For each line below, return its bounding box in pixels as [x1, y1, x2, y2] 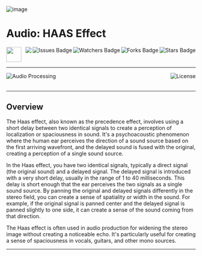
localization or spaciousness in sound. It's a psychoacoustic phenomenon [6, 130, 189, 138]
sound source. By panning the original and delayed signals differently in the [6, 187, 194, 194]
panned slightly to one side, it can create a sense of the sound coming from [6, 206, 194, 213]
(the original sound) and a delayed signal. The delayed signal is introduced [6, 168, 191, 175]
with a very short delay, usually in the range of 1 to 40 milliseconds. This [6, 174, 185, 181]
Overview [6, 102, 44, 112]
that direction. [6, 212, 41, 219]
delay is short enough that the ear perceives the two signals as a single [6, 180, 182, 187]
